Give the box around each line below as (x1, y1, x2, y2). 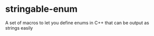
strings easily (5, 25, 33, 31)
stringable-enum (5, 3, 78, 15)
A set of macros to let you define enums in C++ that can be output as (5, 20, 149, 26)
